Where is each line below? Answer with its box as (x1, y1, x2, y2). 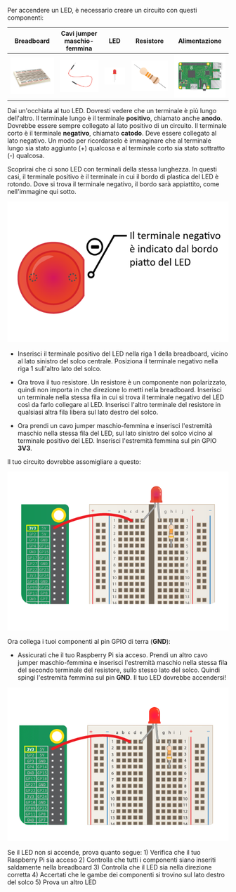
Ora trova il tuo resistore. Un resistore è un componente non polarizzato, (17, 378, 227, 386)
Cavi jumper (60, 29, 98, 37)
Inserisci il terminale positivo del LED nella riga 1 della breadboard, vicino (17, 349, 228, 358)
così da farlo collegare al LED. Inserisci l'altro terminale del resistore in (17, 401, 221, 408)
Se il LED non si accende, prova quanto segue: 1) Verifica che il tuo (7, 848, 201, 856)
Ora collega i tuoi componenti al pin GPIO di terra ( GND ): (7, 637, 171, 645)
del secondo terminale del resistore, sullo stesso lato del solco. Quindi (17, 666, 220, 674)
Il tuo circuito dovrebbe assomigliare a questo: (7, 458, 142, 466)
